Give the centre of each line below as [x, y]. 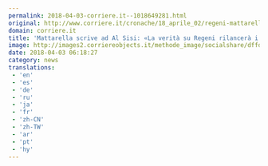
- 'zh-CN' [28, 120]
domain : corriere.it [43, 30]
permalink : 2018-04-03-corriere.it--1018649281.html [98, 16]
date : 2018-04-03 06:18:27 [53, 53]
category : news [33, 61]
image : [19, 45]
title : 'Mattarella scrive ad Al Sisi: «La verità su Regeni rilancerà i [134, 38]
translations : [32, 68]
